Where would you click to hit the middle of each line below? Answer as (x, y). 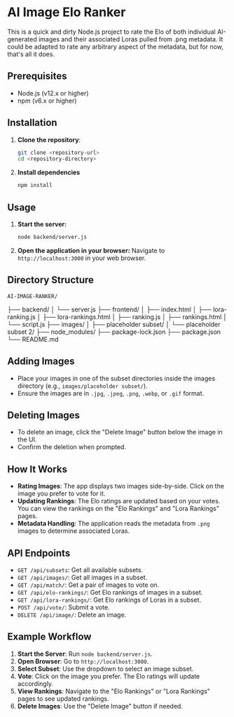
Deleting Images (44, 415)
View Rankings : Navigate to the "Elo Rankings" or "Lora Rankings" (113, 691)
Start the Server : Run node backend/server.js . (85, 654)
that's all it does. (31, 54)
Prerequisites (37, 76)
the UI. (27, 439)
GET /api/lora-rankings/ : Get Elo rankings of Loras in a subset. (109, 600)
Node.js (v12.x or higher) (53, 93)
